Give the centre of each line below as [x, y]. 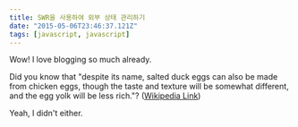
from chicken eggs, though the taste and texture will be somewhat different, [149, 87]
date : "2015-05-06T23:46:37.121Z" [74, 26]
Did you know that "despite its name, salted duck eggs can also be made [144, 77]
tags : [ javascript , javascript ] [69, 34]
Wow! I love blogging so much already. [81, 60]
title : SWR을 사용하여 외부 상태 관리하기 [77, 17]
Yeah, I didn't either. [46, 114]
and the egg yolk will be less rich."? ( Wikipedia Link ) [105, 96]
